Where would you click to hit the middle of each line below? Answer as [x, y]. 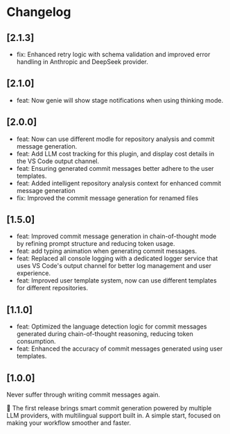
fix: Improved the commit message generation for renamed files [107, 198]
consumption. [36, 342]
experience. [34, 273]
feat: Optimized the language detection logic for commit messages [112, 326]
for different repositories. [52, 288]
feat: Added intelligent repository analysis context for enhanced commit [119, 183]
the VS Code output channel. [58, 161]
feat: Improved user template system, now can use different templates [117, 281]
